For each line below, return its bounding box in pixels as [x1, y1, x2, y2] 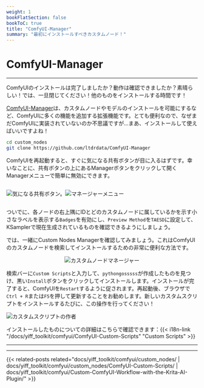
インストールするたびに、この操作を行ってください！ [22, 299, 155, 307]
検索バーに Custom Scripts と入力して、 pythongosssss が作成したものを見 [6, 269, 186, 276]
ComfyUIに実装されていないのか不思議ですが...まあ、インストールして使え [11, 119, 198, 127]
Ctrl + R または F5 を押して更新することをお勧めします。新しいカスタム [6, 292, 182, 299]
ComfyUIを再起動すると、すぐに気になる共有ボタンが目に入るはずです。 [6, 156, 188, 164]
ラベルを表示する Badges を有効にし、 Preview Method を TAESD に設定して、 [16, 216, 196, 223]
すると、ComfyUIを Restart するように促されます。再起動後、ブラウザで [11, 284, 191, 292]
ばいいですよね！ [6, 127, 49, 135]
